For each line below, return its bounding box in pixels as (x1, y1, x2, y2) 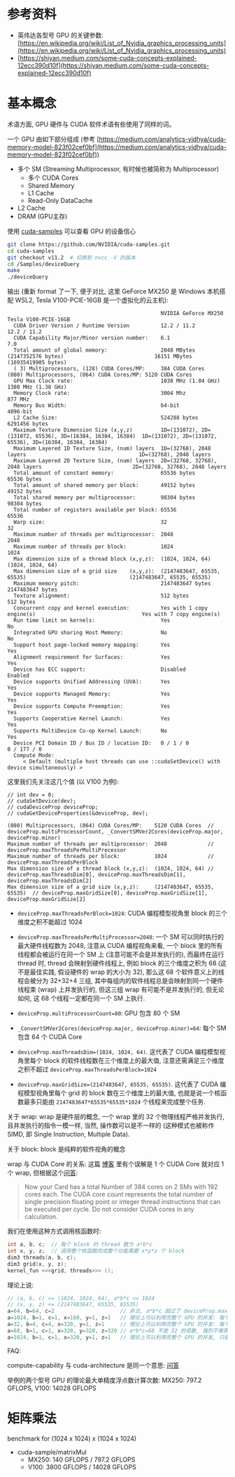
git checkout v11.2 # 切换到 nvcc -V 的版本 (7, 254, 136, 261)
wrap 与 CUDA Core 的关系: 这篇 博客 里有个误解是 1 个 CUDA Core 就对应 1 (7, 1160, 225, 1168)
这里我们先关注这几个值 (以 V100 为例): (7, 777, 120, 786)
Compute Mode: (13, 752, 55, 759)
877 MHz (7, 396, 30, 403)
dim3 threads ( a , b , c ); (7, 1254, 77, 1261)
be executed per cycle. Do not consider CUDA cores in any (24, 1205, 194, 1214)
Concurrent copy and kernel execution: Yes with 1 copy (13, 605, 208, 612)
